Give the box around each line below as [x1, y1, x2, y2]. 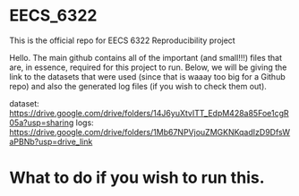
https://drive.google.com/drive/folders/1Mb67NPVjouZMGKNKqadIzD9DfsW [9, 126, 291, 137]
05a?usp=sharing [9, 117, 74, 128]
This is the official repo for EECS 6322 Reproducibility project [9, 35, 235, 46]
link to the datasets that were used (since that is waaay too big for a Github [9, 71, 286, 81]
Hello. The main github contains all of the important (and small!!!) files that [9, 52, 283, 63]
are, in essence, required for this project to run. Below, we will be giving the [9, 62, 287, 72]
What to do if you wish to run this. [9, 167, 265, 188]
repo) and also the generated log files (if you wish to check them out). [9, 81, 267, 91]
